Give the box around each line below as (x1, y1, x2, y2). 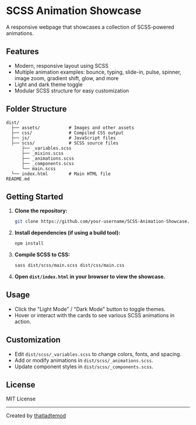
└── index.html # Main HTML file (11, 171, 111, 177)
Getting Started (6, 191, 64, 201)
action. (14, 318, 32, 325)
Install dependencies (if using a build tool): (14, 229, 121, 237)
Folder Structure (6, 104, 67, 114)
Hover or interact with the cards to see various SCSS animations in (14, 311, 175, 318)
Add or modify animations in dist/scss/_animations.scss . (14, 357, 153, 364)
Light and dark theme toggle (14, 81, 83, 88)
